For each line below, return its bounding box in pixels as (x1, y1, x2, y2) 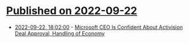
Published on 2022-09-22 (6, 4, 137, 18)
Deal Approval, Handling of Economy (14, 29, 105, 37)
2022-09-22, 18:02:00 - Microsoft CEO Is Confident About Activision (14, 24, 183, 31)
